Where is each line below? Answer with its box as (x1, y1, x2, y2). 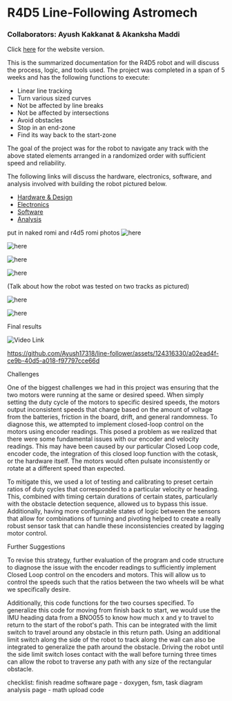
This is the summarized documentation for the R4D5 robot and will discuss (7, 59, 220, 67)
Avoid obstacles (17, 116, 64, 125)
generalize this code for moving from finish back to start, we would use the (7, 606, 221, 614)
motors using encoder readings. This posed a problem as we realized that (7, 428, 217, 436)
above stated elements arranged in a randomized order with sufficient (7, 152, 206, 160)
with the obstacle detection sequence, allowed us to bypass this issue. (7, 500, 209, 508)
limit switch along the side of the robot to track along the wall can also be (7, 635, 215, 644)
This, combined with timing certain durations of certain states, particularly (7, 493, 217, 501)
